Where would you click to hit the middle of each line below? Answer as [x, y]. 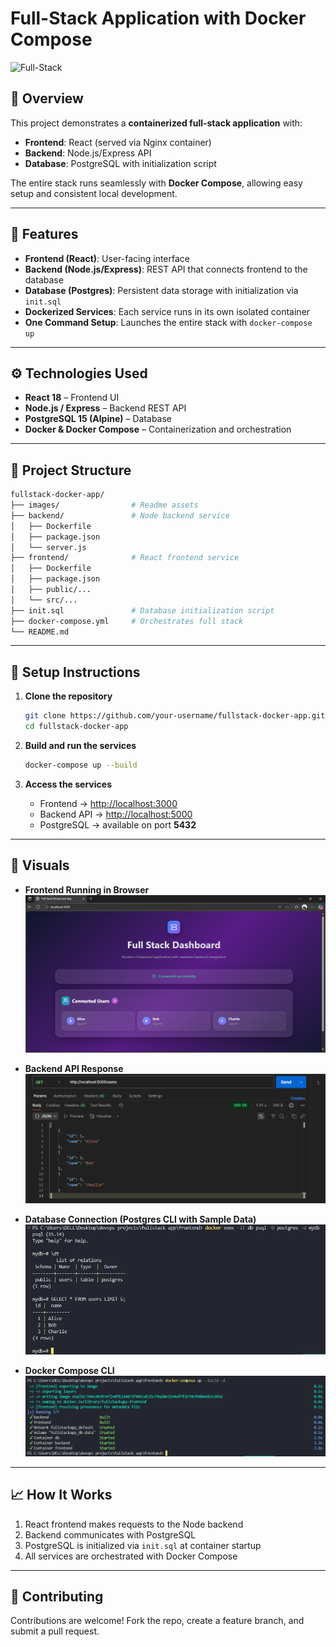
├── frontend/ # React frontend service [125, 558]
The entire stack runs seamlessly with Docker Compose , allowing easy [156, 183]
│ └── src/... [44, 600]
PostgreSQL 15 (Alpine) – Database [98, 419]
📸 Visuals [40, 865]
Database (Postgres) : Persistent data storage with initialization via [161, 290]
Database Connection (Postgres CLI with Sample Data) [140, 1219]
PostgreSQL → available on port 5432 [118, 824]
